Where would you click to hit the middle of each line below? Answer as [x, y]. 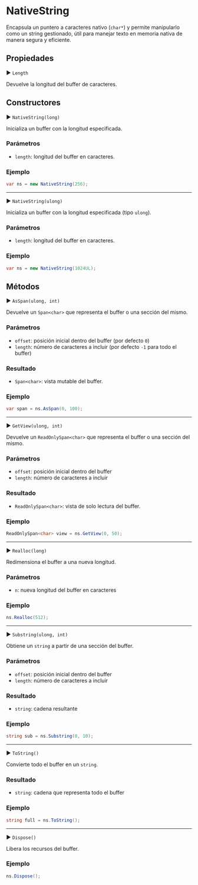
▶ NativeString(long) [33, 117]
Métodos [23, 286]
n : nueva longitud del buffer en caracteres [65, 590]
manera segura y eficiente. [39, 40]
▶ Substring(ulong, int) [37, 634]
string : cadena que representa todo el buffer [70, 793]
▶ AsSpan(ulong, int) [33, 301]
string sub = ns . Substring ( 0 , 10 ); [50, 736]
